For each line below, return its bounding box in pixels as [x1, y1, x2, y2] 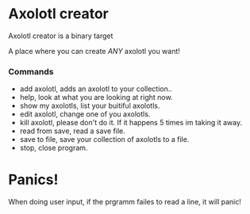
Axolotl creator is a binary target [8, 31, 113, 40]
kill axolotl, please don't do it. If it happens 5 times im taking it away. [19, 118, 243, 128]
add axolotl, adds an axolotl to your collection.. [19, 84, 173, 94]
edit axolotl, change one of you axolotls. [19, 109, 151, 119]
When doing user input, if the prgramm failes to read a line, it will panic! [8, 197, 242, 207]
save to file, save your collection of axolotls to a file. [19, 135, 190, 144]
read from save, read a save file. [19, 126, 125, 136]
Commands [8, 66, 54, 77]
